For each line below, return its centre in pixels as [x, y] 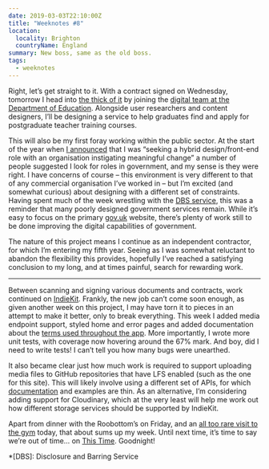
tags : [17, 61]
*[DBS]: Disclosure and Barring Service [73, 456]
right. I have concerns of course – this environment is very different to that [131, 174]
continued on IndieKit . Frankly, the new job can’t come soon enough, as [126, 299]
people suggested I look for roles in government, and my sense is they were [133, 166]
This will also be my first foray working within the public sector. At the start [131, 141]
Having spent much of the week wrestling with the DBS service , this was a [131, 200]
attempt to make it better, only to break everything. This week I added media [134, 316]
